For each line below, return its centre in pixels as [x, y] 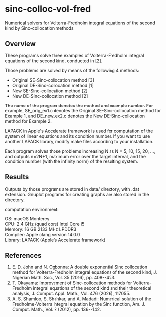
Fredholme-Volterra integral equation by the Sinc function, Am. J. [79, 304]
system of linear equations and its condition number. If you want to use [78, 136]
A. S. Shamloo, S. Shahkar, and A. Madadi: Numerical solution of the [82, 299]
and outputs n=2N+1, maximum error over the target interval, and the [76, 156]
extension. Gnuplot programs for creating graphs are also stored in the [77, 194]
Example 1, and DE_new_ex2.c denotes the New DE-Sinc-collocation [75, 116]
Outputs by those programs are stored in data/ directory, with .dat [72, 189]
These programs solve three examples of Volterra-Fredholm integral [75, 55]
